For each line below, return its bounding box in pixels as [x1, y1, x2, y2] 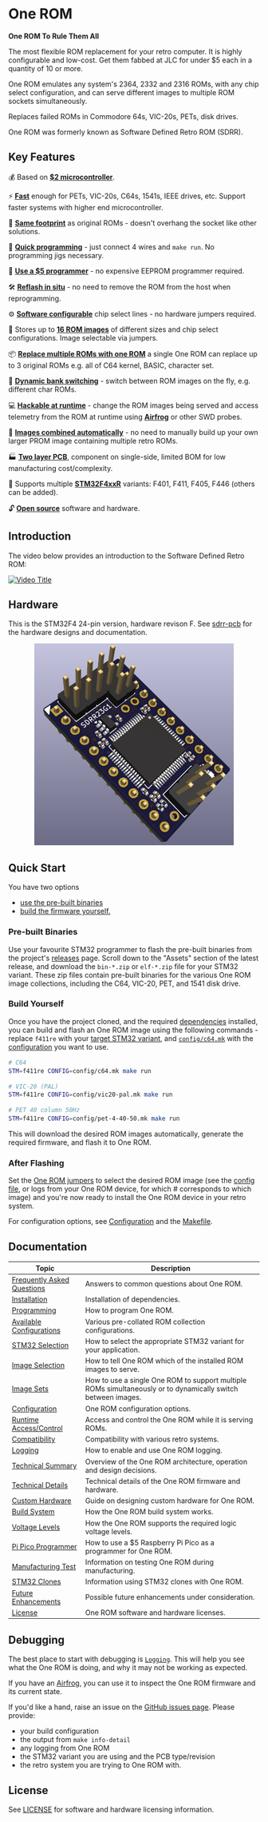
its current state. [8, 1687, 62, 1696]
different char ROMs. [8, 385, 77, 394]
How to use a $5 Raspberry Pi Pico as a [85, 1537, 215, 1547]
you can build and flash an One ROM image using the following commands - [8, 1025, 258, 1035]
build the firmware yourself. [19, 907, 111, 916]
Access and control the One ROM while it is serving [85, 1414, 254, 1424]
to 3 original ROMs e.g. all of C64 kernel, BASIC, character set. [8, 361, 215, 370]
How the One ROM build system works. [85, 1507, 214, 1517]
